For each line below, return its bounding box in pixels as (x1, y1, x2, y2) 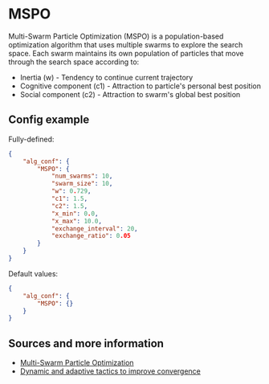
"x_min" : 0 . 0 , (51, 210, 99, 218)
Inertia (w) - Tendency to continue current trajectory (19, 72, 194, 82)
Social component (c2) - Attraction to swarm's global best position (19, 89, 241, 99)
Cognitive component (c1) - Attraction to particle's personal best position (19, 81, 261, 91)
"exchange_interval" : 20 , (51, 224, 138, 233)
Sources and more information (8, 337, 165, 350)
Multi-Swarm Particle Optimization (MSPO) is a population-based (8, 31, 224, 41)
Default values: (8, 268, 59, 278)
